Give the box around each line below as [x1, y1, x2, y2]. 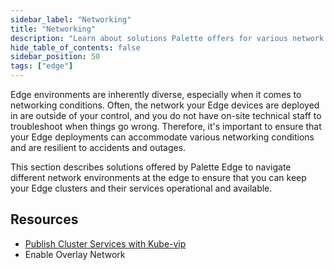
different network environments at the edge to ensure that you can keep [10, 172, 307, 183]
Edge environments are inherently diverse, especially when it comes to [10, 89, 302, 100]
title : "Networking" [10, 24, 97, 34]
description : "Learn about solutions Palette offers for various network [10, 33, 325, 43]
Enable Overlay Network [24, 248, 126, 260]
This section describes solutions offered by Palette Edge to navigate [10, 161, 292, 173]
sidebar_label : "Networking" [10, 14, 132, 25]
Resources [10, 211, 79, 228]
